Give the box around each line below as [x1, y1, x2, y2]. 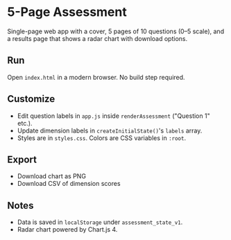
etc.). [17, 119, 33, 127]
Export [7, 153, 37, 165]
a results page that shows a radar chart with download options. [7, 34, 188, 42]
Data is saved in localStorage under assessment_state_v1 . [17, 218, 183, 226]
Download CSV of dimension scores [17, 180, 121, 188]
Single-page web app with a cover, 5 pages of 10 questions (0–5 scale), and [7, 27, 224, 35]
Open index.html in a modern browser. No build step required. [7, 73, 185, 81]
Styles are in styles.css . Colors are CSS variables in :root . [17, 133, 186, 142]
